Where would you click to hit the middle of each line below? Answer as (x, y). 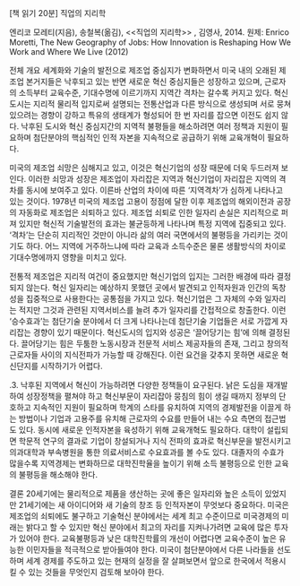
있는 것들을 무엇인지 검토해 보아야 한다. (96, 572)
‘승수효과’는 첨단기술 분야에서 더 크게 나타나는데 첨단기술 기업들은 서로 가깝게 (144, 321)
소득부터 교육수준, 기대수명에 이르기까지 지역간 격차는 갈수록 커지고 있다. (145, 93)
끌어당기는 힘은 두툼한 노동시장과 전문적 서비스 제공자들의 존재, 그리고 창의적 (155, 344)
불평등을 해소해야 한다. (58, 474)
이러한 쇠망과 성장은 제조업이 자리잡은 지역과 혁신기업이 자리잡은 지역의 (153, 179)
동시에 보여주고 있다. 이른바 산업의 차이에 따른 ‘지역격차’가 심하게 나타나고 (154, 190)
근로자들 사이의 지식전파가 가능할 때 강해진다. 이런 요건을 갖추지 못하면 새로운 (144, 355)
